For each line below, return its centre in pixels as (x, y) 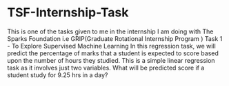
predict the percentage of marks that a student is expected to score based (113, 53)
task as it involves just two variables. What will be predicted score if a (106, 68)
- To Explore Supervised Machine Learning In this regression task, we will (111, 46)
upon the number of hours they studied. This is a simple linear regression (111, 60)
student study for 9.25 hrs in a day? (58, 75)
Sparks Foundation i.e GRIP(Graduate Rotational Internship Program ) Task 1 (115, 38)
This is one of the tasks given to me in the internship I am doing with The (110, 31)
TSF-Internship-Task (68, 13)
